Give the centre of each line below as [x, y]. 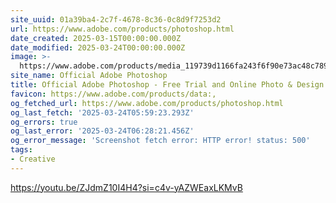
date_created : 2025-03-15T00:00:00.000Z [96, 38]
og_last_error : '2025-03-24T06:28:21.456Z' [102, 131]
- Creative [33, 159]
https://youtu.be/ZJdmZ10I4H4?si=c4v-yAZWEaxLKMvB [126, 187]
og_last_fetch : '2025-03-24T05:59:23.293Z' [102, 112]
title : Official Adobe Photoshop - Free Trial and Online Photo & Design [167, 85]
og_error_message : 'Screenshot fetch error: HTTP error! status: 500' [160, 141]
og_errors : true [44, 122]
